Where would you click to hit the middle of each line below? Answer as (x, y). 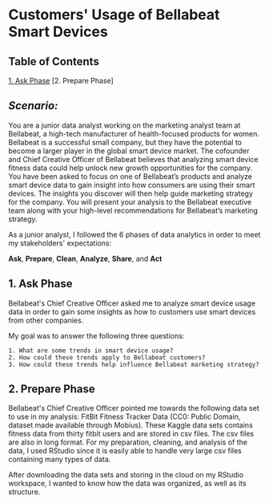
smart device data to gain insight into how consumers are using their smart (132, 185)
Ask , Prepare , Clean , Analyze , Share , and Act (85, 258)
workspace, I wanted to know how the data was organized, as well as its (127, 484)
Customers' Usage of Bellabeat (114, 15)
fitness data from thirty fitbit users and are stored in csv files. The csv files (131, 434)
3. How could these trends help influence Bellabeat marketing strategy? (134, 364)
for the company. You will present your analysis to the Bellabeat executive (130, 201)
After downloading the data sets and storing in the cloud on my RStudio (126, 475)
